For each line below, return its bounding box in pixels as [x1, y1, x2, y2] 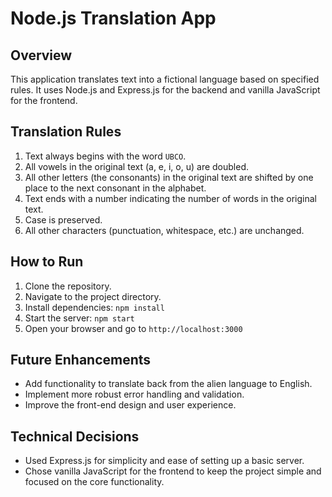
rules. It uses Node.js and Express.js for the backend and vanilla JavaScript [10, 84, 321, 96]
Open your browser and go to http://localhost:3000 [24, 322, 243, 334]
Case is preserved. [24, 213, 103, 226]
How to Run [10, 253, 84, 271]
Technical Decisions [10, 428, 140, 445]
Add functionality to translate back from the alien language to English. [24, 378, 313, 390]
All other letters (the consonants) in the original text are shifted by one [24, 171, 314, 183]
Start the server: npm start [24, 312, 135, 324]
